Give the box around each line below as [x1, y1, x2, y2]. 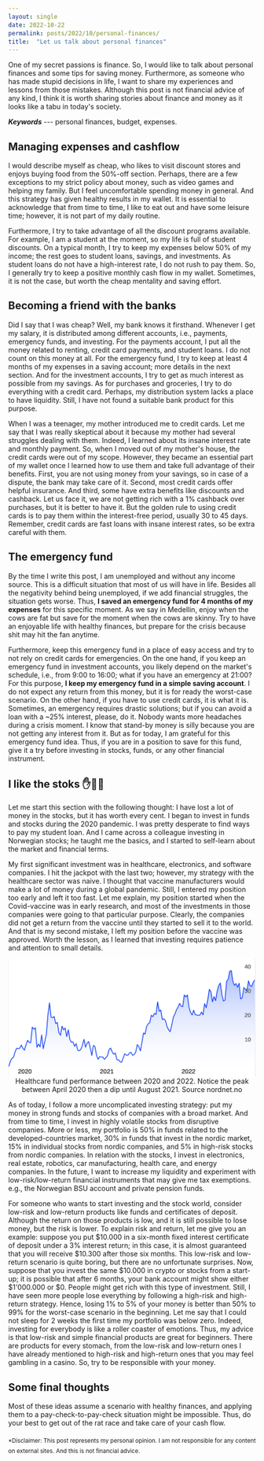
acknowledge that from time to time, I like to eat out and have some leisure [8, 203, 250, 212]
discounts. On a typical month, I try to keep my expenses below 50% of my [8, 243, 251, 253]
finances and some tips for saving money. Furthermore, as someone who [8, 68, 245, 78]
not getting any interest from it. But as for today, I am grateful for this [8, 729, 230, 738]
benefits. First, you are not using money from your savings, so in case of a [8, 469, 249, 478]
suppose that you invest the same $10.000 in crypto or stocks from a [8, 1266, 231, 1275]
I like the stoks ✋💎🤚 [8, 777, 104, 791]
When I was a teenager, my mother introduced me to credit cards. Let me [8, 419, 245, 428]
